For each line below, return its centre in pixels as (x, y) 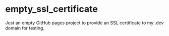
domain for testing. (25, 28)
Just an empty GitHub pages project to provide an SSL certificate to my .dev (84, 23)
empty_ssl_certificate (52, 9)
